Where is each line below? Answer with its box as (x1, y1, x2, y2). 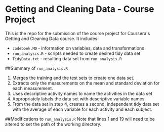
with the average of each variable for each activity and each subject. (12, 106, 152, 112)
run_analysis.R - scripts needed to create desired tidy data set (12, 50, 141, 56)
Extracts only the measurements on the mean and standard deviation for (12, 80, 160, 86)
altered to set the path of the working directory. (5, 121, 102, 127)
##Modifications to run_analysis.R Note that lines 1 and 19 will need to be (5, 116, 155, 122)
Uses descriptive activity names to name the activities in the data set (12, 90, 153, 96)
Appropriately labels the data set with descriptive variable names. (12, 95, 146, 102)
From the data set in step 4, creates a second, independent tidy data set (12, 101, 159, 107)
